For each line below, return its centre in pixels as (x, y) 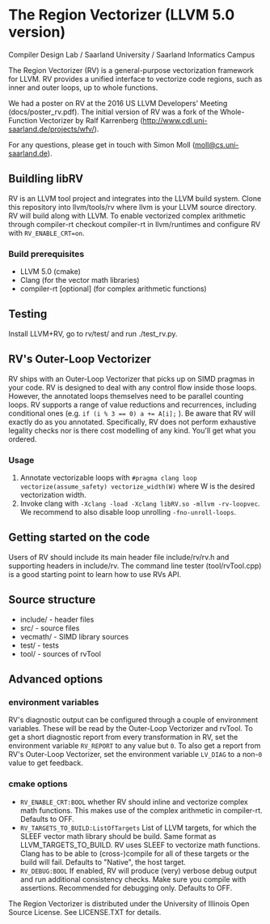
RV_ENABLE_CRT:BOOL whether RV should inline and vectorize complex (134, 802)
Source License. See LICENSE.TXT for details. (85, 912)
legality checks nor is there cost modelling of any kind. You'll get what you (132, 430)
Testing (28, 314)
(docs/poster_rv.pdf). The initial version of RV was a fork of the (113, 112)
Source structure (52, 600)
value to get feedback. (46, 763)
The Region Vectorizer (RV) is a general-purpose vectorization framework (131, 70)
